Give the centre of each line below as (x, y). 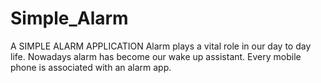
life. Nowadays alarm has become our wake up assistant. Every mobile (156, 56)
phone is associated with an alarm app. (91, 67)
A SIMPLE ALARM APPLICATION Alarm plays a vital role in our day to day (161, 46)
